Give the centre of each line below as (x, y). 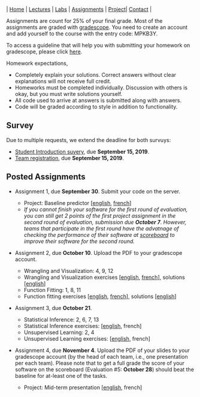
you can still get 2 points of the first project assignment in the (100, 215)
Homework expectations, (37, 63)
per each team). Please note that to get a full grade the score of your (99, 363)
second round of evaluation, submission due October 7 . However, (105, 222)
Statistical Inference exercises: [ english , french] (83, 326)
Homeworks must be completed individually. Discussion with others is (101, 88)
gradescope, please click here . (44, 52)
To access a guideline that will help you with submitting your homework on (98, 45)
